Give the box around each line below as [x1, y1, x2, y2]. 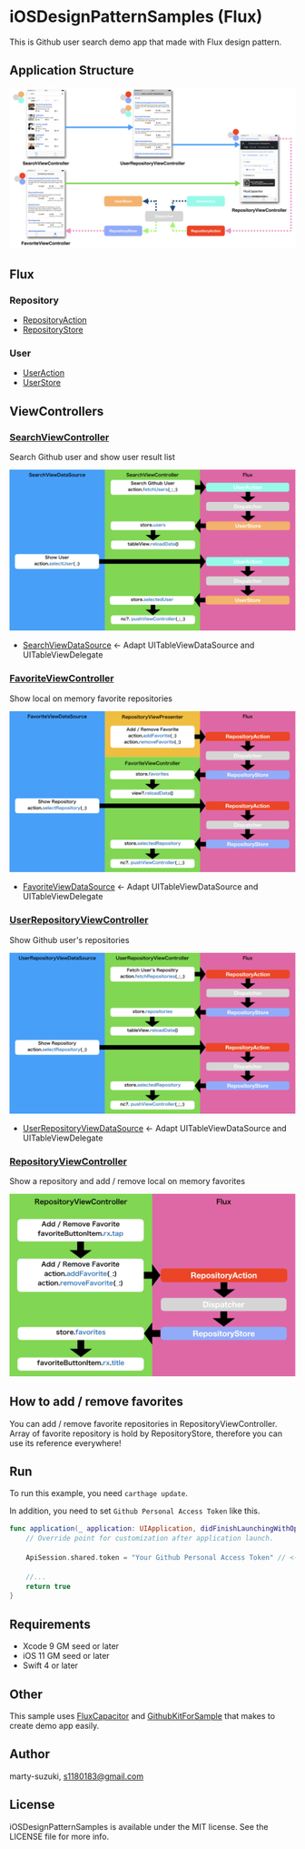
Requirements [9, 1616, 91, 1632]
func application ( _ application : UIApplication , [9, 1524, 197, 1533]
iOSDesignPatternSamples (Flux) [9, 6, 263, 27]
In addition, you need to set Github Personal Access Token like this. [9, 1505, 261, 1516]
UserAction [22, 367, 65, 378]
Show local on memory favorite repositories [9, 693, 172, 704]
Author [9, 1746, 50, 1762]
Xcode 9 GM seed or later [22, 1641, 120, 1652]
